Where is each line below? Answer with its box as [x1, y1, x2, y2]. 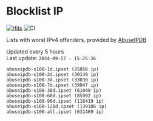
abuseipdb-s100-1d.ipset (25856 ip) [6, 66, 99, 72]
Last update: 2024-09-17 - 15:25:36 [6, 54, 96, 61]
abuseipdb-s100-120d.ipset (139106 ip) [6, 103, 107, 109]
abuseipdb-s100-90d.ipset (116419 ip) [6, 98, 104, 104]
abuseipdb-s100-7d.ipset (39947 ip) [6, 82, 99, 88]
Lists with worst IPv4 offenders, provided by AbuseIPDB [6, 36, 147, 43]
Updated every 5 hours [6, 47, 64, 55]
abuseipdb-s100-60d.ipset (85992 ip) [6, 92, 102, 99]
